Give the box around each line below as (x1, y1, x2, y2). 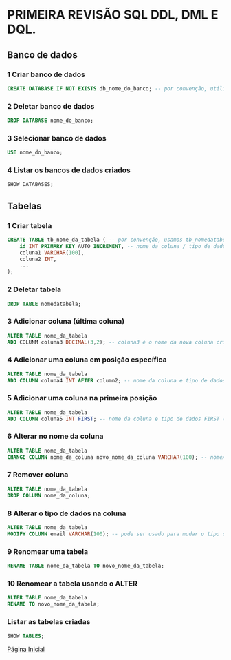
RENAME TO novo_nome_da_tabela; (7, 601, 100, 608)
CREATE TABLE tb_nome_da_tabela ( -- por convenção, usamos (7, 236, 184, 243)
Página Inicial (7, 645, 45, 654)
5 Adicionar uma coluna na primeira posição (7, 393, 157, 403)
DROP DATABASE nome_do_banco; (7, 117, 94, 124)
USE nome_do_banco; (7, 149, 63, 156)
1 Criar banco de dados (7, 70, 86, 79)
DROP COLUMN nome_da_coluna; (7, 492, 91, 499)
